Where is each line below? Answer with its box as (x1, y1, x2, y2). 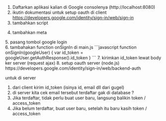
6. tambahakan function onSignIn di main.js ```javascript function (5, 44, 137, 50)
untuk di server (5, 75, 36, 81)
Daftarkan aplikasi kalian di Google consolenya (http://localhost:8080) (12, 4, 156, 10)
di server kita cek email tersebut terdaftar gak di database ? (12, 90, 134, 95)
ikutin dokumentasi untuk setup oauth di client (12, 9, 107, 15)
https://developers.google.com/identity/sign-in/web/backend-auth (5, 65, 141, 71)
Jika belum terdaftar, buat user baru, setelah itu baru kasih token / (12, 106, 147, 111)
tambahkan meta (12, 30, 47, 35)
